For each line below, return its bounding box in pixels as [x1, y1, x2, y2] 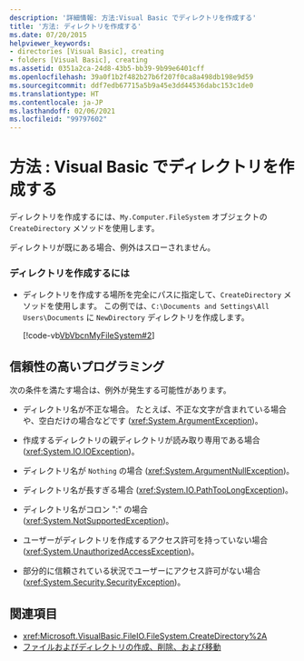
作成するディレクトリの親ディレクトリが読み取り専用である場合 [22, 435, 260, 446]
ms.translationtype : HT [9, 89, 100, 98]
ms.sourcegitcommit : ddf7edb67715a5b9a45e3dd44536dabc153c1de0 [9, 81, 254, 90]
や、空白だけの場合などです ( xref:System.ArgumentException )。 [22, 416, 263, 426]
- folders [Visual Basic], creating [9, 55, 148, 65]
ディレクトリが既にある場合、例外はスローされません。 [9, 242, 216, 253]
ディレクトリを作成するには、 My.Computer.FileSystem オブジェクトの [9, 211, 268, 223]
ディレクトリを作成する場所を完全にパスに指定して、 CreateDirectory [22, 289, 282, 300]
